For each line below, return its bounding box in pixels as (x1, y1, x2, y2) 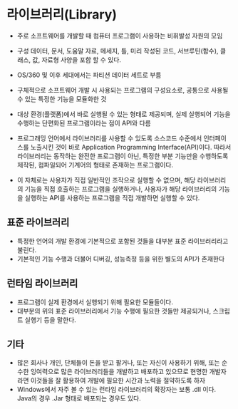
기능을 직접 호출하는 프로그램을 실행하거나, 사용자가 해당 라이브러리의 (24, 185, 217, 193)
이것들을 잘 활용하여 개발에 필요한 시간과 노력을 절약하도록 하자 (30, 376, 206, 385)
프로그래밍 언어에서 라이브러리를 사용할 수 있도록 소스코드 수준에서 (16, 133, 202, 143)
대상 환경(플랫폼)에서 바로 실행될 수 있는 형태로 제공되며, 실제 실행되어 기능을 (16, 110, 231, 118)
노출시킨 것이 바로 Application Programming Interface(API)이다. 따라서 (30, 143, 232, 151)
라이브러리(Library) (6, 6, 117, 23)
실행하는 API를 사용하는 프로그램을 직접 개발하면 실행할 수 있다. (24, 193, 200, 202)
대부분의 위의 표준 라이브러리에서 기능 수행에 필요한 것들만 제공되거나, (16, 306, 212, 315)
